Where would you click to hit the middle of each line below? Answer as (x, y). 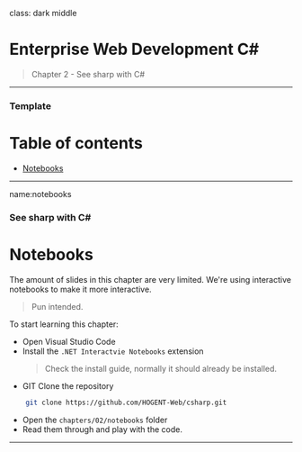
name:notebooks (40, 194)
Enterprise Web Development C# (134, 50)
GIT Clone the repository (68, 385)
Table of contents (76, 144)
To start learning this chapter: (64, 324)
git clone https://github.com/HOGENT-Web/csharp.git (126, 402)
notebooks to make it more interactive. (80, 289)
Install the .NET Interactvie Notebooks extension (113, 351)
